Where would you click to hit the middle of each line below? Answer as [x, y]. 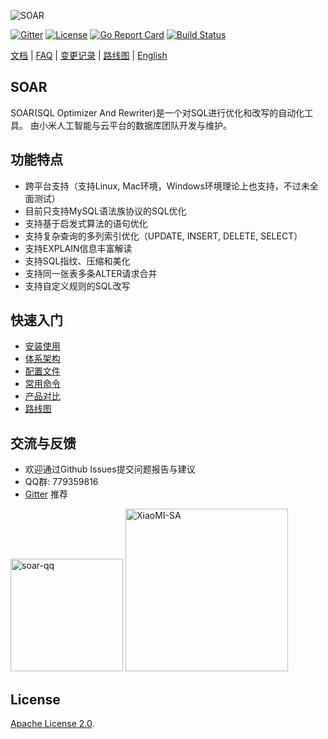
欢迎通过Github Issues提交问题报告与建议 [110, 469]
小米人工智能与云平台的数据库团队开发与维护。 [135, 125]
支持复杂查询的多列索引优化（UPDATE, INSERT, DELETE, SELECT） [163, 236]
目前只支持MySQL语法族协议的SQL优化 [105, 211]
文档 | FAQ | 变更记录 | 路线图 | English [89, 55]
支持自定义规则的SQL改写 [77, 286]
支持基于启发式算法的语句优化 [86, 223]
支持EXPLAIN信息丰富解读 [78, 248]
